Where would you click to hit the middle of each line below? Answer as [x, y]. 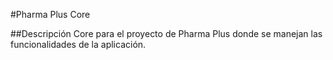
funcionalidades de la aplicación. [78, 44]
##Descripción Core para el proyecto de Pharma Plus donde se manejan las [166, 33]
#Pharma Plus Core [50, 14]
